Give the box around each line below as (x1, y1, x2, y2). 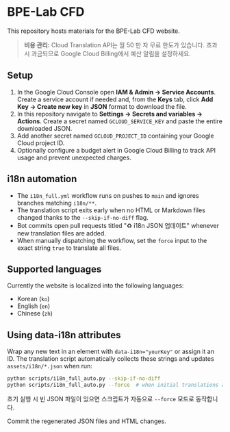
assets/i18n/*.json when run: (7, 362, 92, 370)
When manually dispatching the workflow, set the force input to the (16, 236, 207, 244)
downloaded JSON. (16, 124, 73, 132)
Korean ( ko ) (16, 295, 50, 303)
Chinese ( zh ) (16, 309, 53, 318)
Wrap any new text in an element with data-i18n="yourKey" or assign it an (7, 347, 214, 356)
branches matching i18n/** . (16, 199, 97, 207)
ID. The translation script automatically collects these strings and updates (7, 355, 214, 363)
